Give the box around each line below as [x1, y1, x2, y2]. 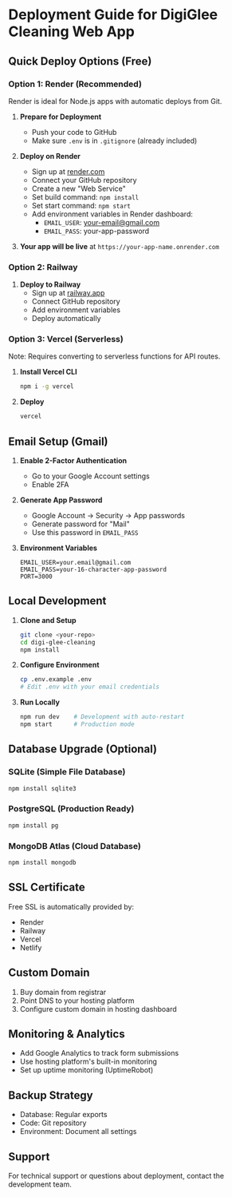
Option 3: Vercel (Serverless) [8, 334, 124, 345]
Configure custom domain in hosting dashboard [19, 1004, 177, 1013]
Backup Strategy [8, 1088, 93, 1102]
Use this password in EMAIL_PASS [31, 528, 139, 537]
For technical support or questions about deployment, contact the [8, 1171, 225, 1180]
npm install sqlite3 [8, 784, 77, 792]
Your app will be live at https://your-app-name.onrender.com [19, 241, 219, 251]
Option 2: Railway [8, 261, 78, 272]
